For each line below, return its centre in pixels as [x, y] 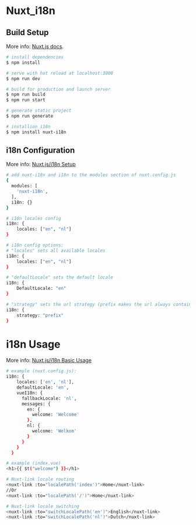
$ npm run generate [30, 116]
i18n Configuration [41, 150]
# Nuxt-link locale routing [40, 479]
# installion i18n [28, 126]
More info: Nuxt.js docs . [35, 46]
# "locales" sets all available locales [56, 251]
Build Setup [27, 32]
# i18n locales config [34, 218]
